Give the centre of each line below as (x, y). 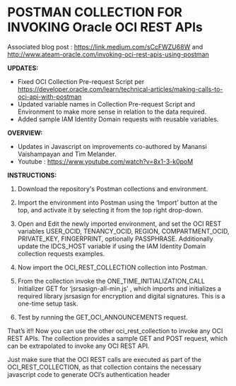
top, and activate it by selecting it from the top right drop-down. (110, 210)
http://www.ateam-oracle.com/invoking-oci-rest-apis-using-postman (108, 54)
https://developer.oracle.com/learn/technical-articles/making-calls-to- (120, 89)
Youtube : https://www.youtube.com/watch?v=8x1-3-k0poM (105, 161)
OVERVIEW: (25, 133)
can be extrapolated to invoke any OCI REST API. (78, 346)
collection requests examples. (61, 253)
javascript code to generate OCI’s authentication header (89, 374)
